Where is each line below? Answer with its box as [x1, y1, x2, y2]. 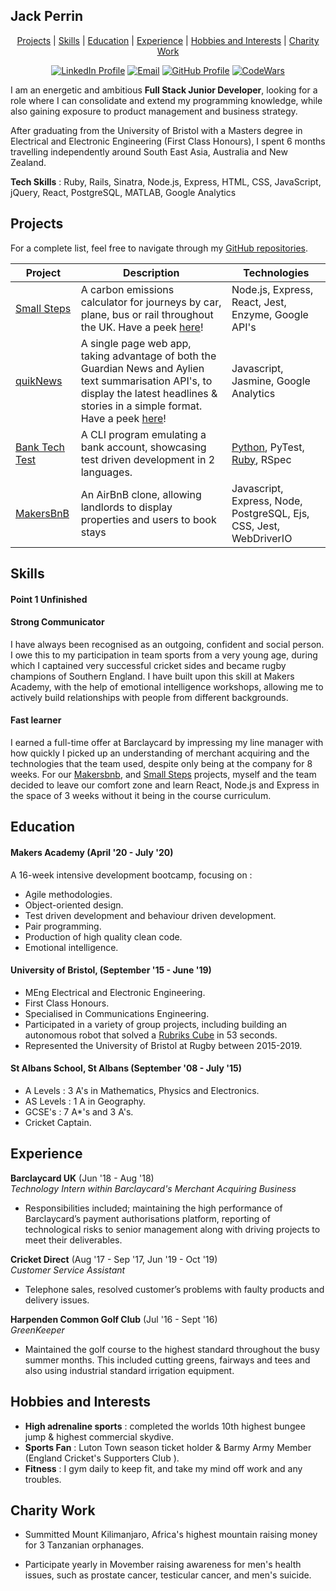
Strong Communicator [10, 616, 105, 628]
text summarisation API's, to [80, 374, 213, 388]
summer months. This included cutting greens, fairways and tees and [24, 1354, 311, 1366]
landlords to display [80, 500, 173, 514]
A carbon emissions [80, 282, 175, 296]
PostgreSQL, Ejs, [231, 506, 310, 520]
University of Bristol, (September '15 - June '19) [10, 964, 212, 976]
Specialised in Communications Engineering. [24, 1007, 210, 1019]
